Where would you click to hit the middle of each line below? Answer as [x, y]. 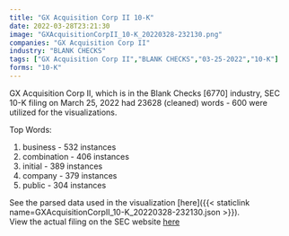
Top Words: [31, 129]
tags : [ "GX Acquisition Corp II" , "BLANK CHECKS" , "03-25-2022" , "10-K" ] [144, 59]
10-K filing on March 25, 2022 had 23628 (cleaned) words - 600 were [138, 102]
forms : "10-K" [36, 68]
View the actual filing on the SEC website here [95, 222]
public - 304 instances [64, 185]
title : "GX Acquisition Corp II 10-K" [82, 17]
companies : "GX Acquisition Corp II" [80, 43]
